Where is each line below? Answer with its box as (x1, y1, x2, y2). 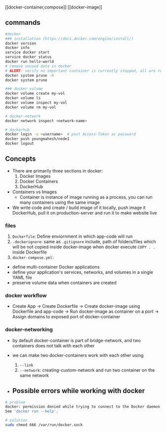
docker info (5, 45, 30, 50)
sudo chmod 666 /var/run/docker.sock (5, 423, 83, 428)
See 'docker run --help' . (5, 409, 58, 414)
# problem (5, 400, 26, 405)
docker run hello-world (5, 59, 54, 64)
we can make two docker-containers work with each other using (12, 352, 144, 358)
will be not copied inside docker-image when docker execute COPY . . (12, 244, 156, 250)
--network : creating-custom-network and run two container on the (19, 367, 155, 373)
